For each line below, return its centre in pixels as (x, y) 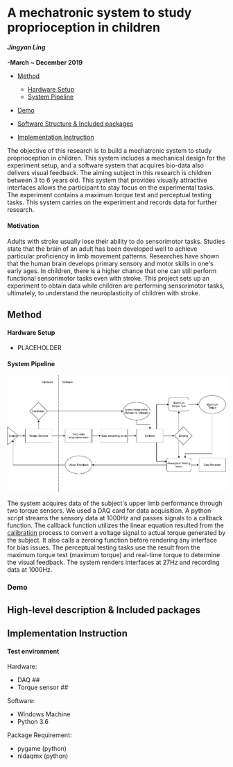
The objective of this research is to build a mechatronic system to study (110, 151)
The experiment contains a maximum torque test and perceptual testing (109, 195)
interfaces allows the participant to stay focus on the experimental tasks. (111, 188)
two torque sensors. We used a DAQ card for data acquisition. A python (109, 510)
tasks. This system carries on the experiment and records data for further (112, 202)
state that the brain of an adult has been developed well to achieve (102, 249)
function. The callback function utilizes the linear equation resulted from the (115, 525)
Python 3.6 (33, 722)
